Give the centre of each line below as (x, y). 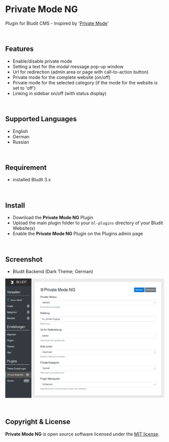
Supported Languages (41, 119)
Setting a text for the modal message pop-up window (68, 66)
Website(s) (24, 228)
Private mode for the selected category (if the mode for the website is (85, 82)
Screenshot (24, 259)
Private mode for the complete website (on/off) (61, 77)
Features (19, 49)
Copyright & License (38, 422)
